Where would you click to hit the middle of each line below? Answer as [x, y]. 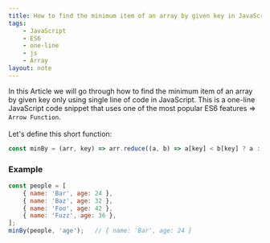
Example [26, 169]
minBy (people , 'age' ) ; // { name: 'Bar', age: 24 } [100, 231]
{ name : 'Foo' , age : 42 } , [68, 208]
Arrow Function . [35, 117]
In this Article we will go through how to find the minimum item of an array [131, 91]
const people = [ [37, 186]
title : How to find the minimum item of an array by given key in [122, 16]
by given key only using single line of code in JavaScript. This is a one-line [132, 99]
